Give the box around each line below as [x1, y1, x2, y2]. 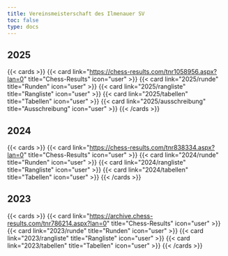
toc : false [7, 17, 39, 24]
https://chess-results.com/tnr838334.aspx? [89, 144, 215, 151]
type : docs [7, 23, 39, 30]
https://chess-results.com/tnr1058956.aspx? [89, 68, 218, 76]
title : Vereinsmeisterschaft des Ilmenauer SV [7, 10, 145, 17]
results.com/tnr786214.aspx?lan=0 [7, 219, 107, 227]
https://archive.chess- [89, 211, 153, 220]
